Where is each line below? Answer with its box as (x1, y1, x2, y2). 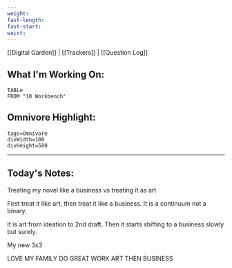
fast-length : (7, 17, 45, 24)
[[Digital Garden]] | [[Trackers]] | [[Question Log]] (7, 48, 148, 57)
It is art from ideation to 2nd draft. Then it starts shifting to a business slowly (7, 220, 224, 229)
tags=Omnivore (7, 129, 48, 137)
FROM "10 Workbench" (7, 93, 67, 100)
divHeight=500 (7, 142, 48, 149)
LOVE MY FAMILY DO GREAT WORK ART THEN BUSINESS (7, 254, 173, 262)
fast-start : (7, 23, 41, 30)
